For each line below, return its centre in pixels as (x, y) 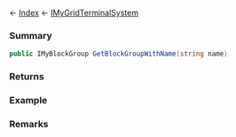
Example (28, 101)
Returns (27, 77)
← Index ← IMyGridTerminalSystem (74, 13)
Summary (31, 35)
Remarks (29, 124)
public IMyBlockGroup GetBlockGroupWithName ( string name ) (118, 54)
